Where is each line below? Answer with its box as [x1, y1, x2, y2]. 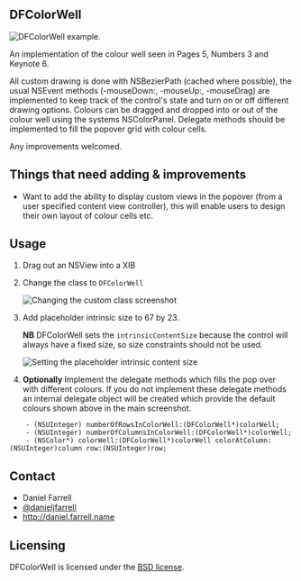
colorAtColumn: [214, 436, 272, 445]
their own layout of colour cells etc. [22, 210, 154, 221]
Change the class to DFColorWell [22, 277, 144, 288]
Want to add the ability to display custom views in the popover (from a [22, 191, 283, 202]
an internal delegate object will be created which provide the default [22, 394, 276, 404]
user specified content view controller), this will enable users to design [22, 200, 286, 211]
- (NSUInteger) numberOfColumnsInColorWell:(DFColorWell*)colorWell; [25, 428, 293, 438]
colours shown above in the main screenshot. [22, 403, 192, 413]
